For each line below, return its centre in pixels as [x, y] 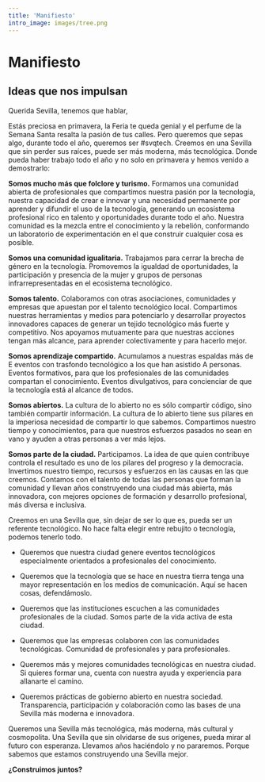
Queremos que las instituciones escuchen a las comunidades [119, 608]
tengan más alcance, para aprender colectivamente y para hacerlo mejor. [128, 340]
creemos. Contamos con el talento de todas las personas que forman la [125, 479]
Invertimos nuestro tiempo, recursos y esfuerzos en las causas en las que [129, 471]
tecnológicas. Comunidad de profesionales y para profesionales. [125, 649]
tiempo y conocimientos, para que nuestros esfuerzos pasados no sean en [130, 430]
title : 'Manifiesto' [42, 15]
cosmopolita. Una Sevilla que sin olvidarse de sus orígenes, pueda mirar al [130, 737]
